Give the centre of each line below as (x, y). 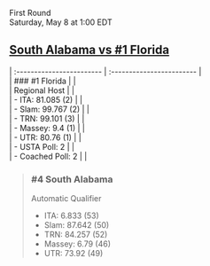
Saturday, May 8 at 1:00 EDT (61, 22)
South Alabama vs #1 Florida (89, 50)
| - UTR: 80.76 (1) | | (45, 137)
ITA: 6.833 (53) (71, 215)
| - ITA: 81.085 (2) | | (46, 99)
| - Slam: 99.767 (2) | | (50, 109)
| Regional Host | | (42, 90)
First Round (30, 13)
